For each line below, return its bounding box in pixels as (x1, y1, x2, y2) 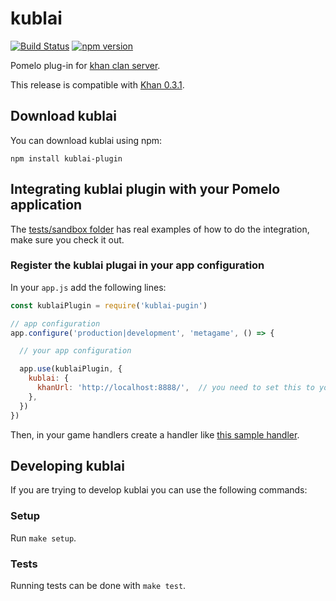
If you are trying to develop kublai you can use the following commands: (10, 484, 308, 496)
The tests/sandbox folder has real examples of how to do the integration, (10, 223, 310, 235)
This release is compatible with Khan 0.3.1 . (10, 78, 185, 91)
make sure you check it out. (10, 233, 125, 246)
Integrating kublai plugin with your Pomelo (10, 181, 281, 198)
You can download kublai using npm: (10, 134, 163, 146)
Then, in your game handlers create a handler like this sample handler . (10, 428, 300, 441)
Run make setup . (10, 532, 77, 544)
